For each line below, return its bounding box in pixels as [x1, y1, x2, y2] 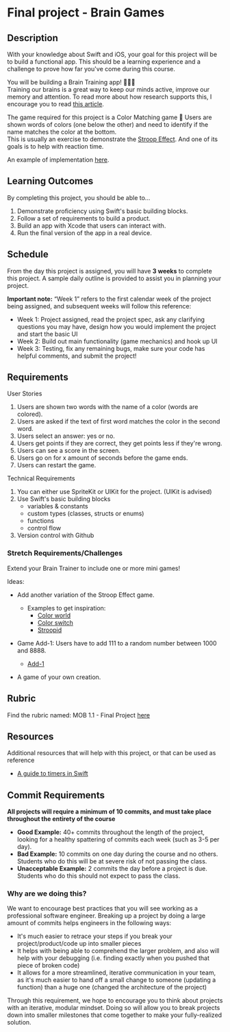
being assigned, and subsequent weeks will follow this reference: [7, 302, 192, 310]
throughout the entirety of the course [7, 815, 116, 823]
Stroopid [37, 626, 62, 634]
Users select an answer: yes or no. [16, 432, 115, 440]
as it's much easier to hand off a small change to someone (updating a [16, 976, 216, 984]
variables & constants [27, 502, 88, 511]
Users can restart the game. [16, 461, 97, 469]
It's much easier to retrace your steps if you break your [16, 932, 172, 940]
